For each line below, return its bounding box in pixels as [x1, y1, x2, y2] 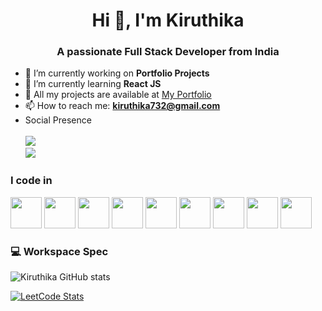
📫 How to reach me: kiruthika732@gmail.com [24, 100, 221, 112]
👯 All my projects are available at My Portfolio [24, 89, 212, 101]
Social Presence [24, 114, 92, 126]
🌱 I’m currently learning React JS [24, 78, 162, 90]
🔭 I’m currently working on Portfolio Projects [24, 67, 210, 79]
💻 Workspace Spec [10, 244, 109, 258]
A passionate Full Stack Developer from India [56, 45, 280, 59]
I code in [10, 174, 53, 188]
